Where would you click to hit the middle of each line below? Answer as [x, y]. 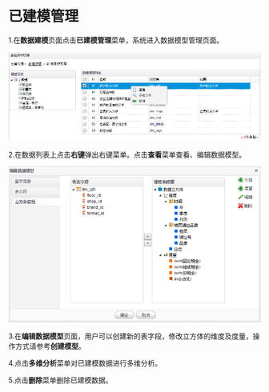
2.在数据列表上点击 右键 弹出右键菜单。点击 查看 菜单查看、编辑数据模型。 [127, 154]
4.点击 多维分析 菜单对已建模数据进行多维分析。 [85, 363]
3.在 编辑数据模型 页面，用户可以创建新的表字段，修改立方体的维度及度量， [131, 336]
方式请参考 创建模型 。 [50, 346]
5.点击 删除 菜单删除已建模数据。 [60, 380]
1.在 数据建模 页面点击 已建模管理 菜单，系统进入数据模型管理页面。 [116, 40]
